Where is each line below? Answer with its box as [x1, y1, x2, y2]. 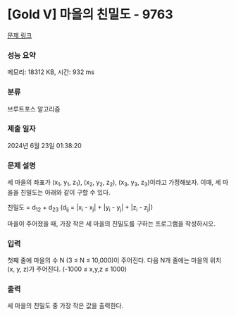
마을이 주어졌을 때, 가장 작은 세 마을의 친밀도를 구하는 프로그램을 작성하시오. [7, 219, 216, 228]
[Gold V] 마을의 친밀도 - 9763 [7, 6, 173, 23]
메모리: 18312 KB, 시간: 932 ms [7, 68, 95, 76]
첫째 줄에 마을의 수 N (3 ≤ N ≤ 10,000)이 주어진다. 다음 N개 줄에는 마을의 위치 [7, 256, 222, 265]
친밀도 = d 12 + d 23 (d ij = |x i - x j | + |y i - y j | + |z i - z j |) [7, 202, 154, 213]
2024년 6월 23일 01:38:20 [7, 141, 82, 150]
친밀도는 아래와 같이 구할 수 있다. [20, 188, 111, 196]
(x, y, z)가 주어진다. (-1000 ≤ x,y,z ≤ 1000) [7, 265, 128, 274]
